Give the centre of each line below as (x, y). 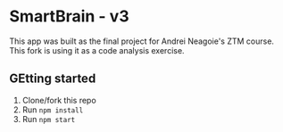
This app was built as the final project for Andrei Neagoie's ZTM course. (142, 41)
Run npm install (53, 110)
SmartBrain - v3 (69, 16)
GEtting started (53, 79)
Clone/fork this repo (59, 100)
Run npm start (49, 119)
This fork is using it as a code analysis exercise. (97, 50)
